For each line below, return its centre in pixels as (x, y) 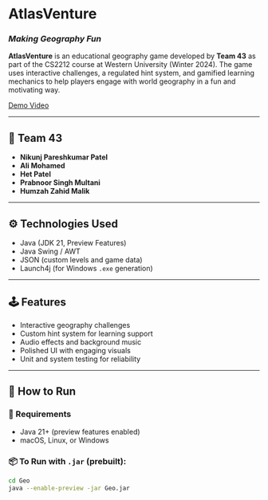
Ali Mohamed (42, 166)
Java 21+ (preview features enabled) (80, 431)
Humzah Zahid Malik (55, 191)
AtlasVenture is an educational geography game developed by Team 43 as (132, 56)
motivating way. (34, 90)
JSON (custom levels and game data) (81, 260)
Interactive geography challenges (75, 325)
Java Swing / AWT (50, 251)
